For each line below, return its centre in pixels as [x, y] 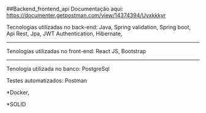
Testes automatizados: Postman [47, 81]
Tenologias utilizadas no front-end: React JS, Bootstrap [76, 51]
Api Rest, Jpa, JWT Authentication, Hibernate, [64, 34]
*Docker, [18, 92]
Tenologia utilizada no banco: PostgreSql [58, 69]
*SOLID [16, 104]
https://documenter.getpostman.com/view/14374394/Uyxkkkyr [86, 15]
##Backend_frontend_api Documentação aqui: [65, 9]
